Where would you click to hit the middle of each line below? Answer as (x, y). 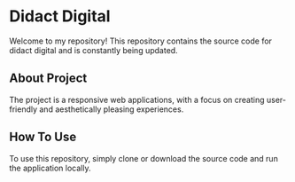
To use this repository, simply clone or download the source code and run (144, 158)
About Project (48, 79)
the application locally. (50, 168)
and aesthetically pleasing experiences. (112, 109)
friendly (23, 109)
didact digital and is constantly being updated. (94, 50)
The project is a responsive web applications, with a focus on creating (137, 99)
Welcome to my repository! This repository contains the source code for (141, 41)
